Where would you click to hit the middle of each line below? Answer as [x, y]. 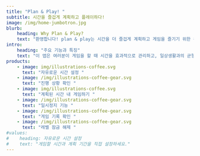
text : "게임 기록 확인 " [49, 116]
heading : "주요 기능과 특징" [49, 50]
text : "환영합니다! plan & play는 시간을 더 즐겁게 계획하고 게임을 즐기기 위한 [104, 39]
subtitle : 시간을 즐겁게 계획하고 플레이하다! [56, 17]
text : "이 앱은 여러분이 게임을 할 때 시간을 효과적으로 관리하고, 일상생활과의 [101, 56]
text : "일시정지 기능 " [48, 105]
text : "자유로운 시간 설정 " [53, 72]
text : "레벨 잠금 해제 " [49, 128]
